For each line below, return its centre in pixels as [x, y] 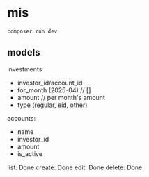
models [24, 52]
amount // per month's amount [61, 97]
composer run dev [32, 31]
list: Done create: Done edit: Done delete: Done [75, 167]
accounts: [22, 118]
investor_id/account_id [50, 83]
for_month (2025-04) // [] [54, 90]
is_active [30, 153]
